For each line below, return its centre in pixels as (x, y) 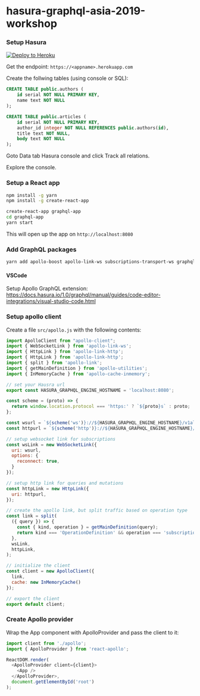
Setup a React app (33, 183)
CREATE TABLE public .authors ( (45, 89)
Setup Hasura (26, 42)
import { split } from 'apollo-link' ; (54, 363)
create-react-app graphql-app (44, 212)
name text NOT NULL (41, 100)
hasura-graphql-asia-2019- (76, 11)
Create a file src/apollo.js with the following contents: (74, 330)
